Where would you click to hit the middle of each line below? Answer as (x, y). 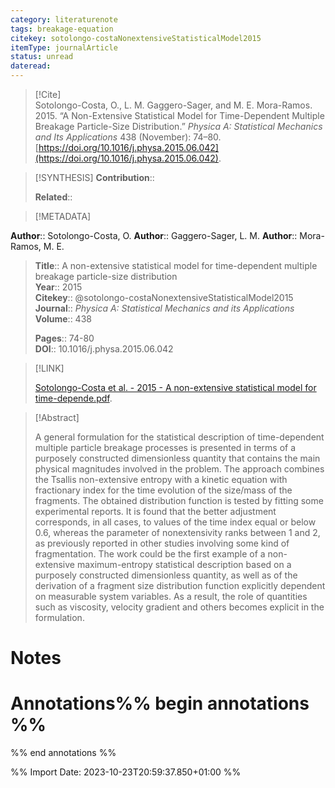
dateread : (31, 66)
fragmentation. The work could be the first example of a (150, 554)
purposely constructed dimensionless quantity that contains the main (177, 458)
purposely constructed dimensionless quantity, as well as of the (166, 575)
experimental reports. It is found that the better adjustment (155, 511)
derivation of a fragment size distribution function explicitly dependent (180, 585)
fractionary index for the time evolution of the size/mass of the (163, 490)
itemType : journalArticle (64, 47)
